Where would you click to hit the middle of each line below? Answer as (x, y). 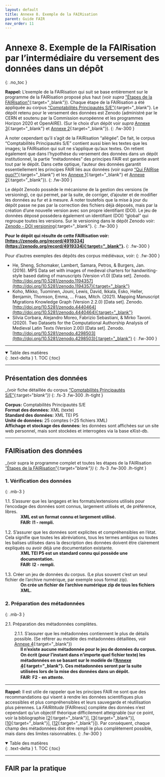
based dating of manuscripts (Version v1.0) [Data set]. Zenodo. (87, 276)
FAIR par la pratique (36, 768)
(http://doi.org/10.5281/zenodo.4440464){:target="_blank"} (72, 312)
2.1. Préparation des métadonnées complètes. (51, 624)
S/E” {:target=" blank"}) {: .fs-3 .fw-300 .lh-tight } (54, 395)
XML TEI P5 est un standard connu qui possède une (74, 553)
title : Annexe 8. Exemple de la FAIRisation (51, 14)
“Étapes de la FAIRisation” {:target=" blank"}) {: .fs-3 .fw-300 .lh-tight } (76, 468)
